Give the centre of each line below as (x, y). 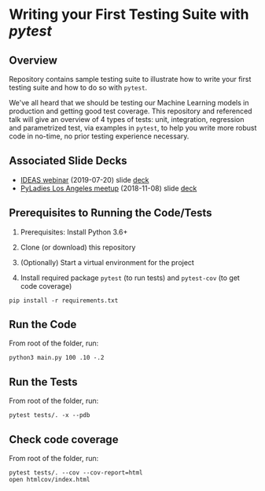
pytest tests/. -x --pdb (50, 415)
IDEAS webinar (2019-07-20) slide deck (85, 179)
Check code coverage (64, 439)
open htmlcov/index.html (50, 480)
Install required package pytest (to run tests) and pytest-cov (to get (130, 278)
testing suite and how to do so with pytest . (78, 87)
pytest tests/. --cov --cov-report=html (76, 473)
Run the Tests (43, 382)
